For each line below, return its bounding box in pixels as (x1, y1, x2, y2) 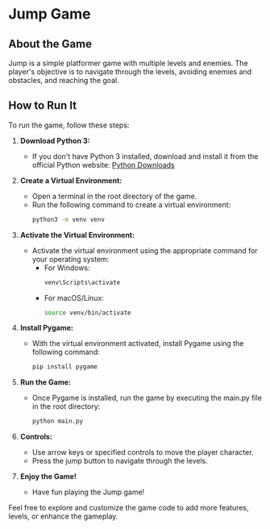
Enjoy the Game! (19, 472, 77, 481)
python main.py (31, 417, 83, 426)
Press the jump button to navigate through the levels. (31, 456, 208, 466)
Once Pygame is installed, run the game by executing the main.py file (31, 393, 262, 403)
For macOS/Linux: (44, 293, 105, 302)
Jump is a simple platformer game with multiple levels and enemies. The (8, 58, 248, 68)
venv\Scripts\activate (44, 278, 121, 286)
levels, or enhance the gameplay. (8, 511, 118, 521)
